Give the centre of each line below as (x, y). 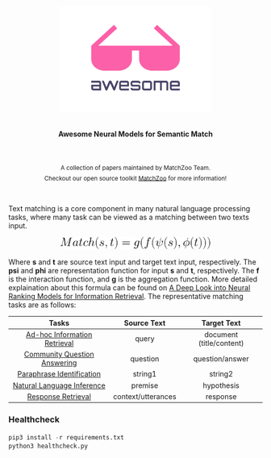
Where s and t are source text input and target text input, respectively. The (132, 262)
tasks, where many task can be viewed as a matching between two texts (129, 217)
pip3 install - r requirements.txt (67, 437)
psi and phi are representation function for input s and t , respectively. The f (134, 271)
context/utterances (144, 396)
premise (145, 385)
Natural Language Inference (59, 385)
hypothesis (221, 385)
